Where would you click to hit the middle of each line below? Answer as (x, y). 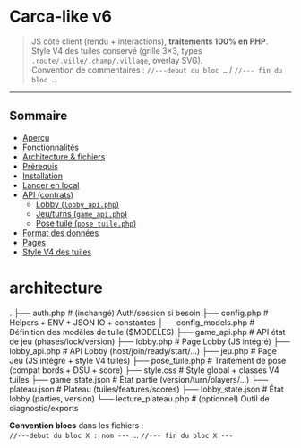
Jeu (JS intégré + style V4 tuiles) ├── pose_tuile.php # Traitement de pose (148, 360)
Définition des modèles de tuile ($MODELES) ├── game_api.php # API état (147, 332)
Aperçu (36, 137)
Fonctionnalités (50, 147)
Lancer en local (51, 185)
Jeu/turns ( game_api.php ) (82, 213)
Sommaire (39, 116)
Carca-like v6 (60, 17)
